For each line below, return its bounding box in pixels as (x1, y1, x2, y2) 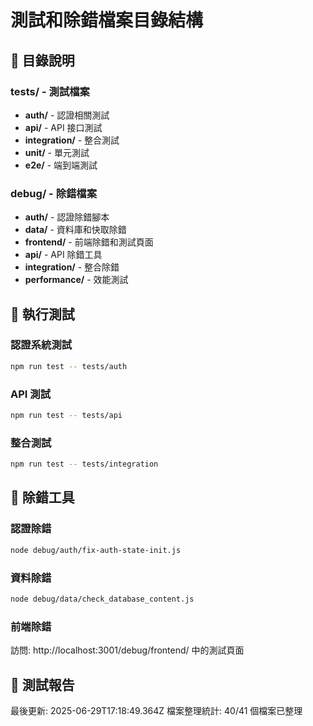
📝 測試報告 (10, 676, 75, 693)
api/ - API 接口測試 (24, 121, 103, 133)
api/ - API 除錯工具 (24, 249, 103, 261)
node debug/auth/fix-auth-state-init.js (10, 545, 182, 555)
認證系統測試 (10, 338, 73, 352)
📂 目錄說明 (10, 52, 75, 69)
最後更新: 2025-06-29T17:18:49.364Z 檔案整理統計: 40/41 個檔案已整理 (10, 704, 303, 716)
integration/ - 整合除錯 (24, 261, 120, 273)
